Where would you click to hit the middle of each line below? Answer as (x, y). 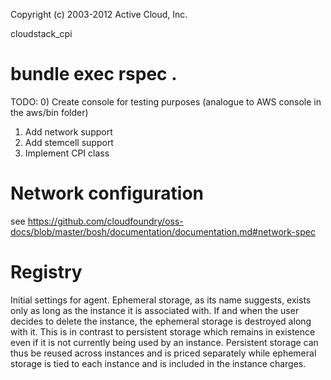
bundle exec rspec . (94, 74)
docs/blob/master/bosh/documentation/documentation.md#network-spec (163, 231)
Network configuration (107, 193)
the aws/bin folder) (49, 112)
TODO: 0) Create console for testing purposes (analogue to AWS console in (166, 101)
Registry (46, 272)
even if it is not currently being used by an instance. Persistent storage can (164, 342)
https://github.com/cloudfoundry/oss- (105, 221)
